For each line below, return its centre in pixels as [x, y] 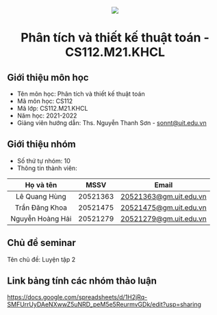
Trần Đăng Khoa [41, 207]
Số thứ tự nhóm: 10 [43, 161]
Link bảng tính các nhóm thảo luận [82, 281]
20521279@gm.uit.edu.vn [164, 219]
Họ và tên [41, 184]
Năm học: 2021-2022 [47, 115]
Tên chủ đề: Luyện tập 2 [41, 259]
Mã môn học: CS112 [45, 101]
